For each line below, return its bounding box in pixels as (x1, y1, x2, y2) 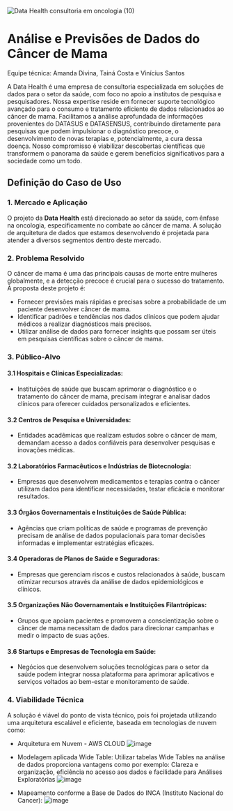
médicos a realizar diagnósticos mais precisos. (17, 320, 152, 328)
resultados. (17, 492, 50, 500)
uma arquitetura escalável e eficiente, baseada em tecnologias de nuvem (7, 718, 217, 727)
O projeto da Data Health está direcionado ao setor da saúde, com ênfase (7, 214, 219, 222)
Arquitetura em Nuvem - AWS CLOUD (17, 739, 126, 747)
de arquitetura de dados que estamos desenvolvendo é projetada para (7, 228, 209, 237)
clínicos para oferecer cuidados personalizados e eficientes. (17, 400, 191, 408)
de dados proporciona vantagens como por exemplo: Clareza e (17, 760, 199, 768)
